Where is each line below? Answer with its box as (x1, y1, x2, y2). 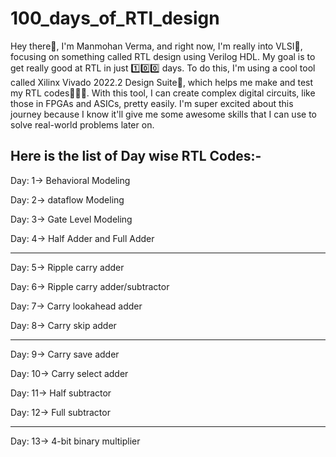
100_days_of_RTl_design (10, 7, 220, 30)
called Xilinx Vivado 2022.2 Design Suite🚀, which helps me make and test (10, 76, 314, 88)
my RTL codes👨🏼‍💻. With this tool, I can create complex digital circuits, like (10, 87, 316, 99)
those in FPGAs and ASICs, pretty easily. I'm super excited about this (10, 97, 294, 109)
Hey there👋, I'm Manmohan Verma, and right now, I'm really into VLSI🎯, (10, 40, 303, 52)
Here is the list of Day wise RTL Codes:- (10, 148, 262, 165)
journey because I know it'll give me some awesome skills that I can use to (10, 108, 317, 120)
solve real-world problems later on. (10, 118, 155, 131)
